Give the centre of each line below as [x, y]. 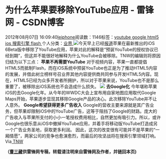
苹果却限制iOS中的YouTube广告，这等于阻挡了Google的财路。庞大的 [87, 111]
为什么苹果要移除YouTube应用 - [70, 10]
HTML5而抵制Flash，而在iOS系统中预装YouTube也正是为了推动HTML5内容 [81, 68]
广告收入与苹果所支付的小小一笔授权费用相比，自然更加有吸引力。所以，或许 [83, 117]
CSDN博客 [43, 22]
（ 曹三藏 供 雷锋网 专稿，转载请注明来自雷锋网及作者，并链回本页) [71, 152]
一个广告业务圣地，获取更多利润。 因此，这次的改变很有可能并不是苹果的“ [80, 129]
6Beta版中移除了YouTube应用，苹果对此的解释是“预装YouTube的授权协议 [80, 49]
